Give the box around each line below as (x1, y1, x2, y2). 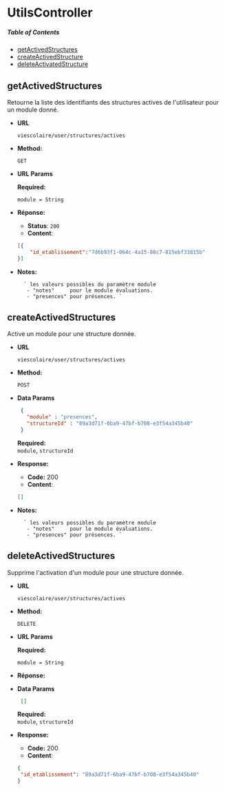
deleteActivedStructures (7, 550, 116, 562)
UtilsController (7, 5, 93, 21)
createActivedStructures (7, 311, 116, 323)
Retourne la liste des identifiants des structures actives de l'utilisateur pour (7, 98, 219, 106)
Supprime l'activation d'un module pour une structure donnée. (7, 568, 184, 576)
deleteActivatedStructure (17, 60, 88, 68)
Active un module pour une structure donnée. (7, 330, 136, 338)
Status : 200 (27, 222, 60, 230)
